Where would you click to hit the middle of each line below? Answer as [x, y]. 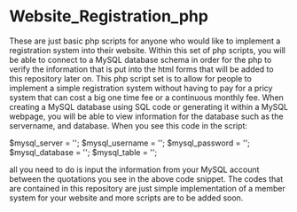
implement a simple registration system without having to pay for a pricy [141, 88]
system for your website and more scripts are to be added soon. [126, 198]
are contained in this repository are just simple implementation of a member [148, 188]
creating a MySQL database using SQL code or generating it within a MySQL [149, 106]
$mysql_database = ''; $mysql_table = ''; [83, 152]
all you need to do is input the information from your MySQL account [134, 169]
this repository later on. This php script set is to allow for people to [131, 78]
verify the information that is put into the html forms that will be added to [141, 69]
